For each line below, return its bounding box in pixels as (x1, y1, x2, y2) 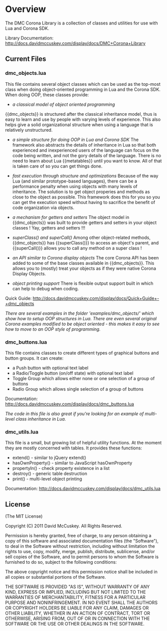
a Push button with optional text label (12, 365, 88, 371)
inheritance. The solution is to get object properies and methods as (12, 189, 150, 195)
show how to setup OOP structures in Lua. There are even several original (5, 315, 157, 321)
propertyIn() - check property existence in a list (12, 465, 110, 471)
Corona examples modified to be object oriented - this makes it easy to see (5, 321, 160, 327)
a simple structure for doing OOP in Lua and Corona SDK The (12, 136, 139, 143)
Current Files (5, 55, 46, 63)
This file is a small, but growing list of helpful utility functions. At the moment (5, 440, 162, 446)
